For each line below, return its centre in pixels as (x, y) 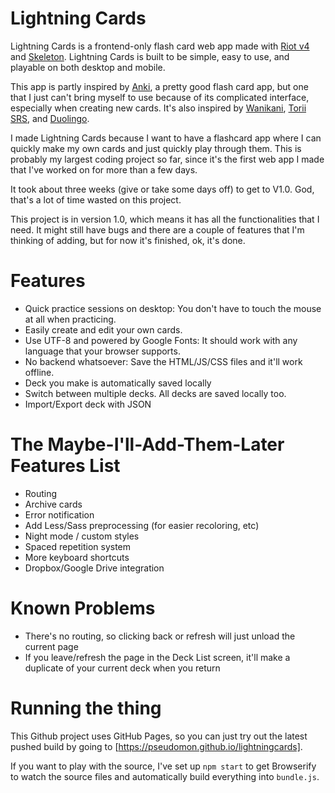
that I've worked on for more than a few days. (104, 169)
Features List (65, 466)
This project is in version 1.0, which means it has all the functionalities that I (165, 219)
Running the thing (86, 708)
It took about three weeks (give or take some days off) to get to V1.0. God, (162, 189)
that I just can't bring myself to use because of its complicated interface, (160, 97)
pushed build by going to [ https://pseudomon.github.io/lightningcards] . (156, 746)
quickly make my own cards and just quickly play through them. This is (156, 148)
